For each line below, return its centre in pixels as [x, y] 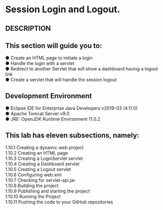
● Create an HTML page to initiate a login [49, 58]
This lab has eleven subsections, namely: [72, 135]
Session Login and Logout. [63, 9]
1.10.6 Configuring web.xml [34, 175]
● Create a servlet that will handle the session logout [61, 80]
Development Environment [49, 96]
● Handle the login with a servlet [40, 64]
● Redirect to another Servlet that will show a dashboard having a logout [82, 69]
